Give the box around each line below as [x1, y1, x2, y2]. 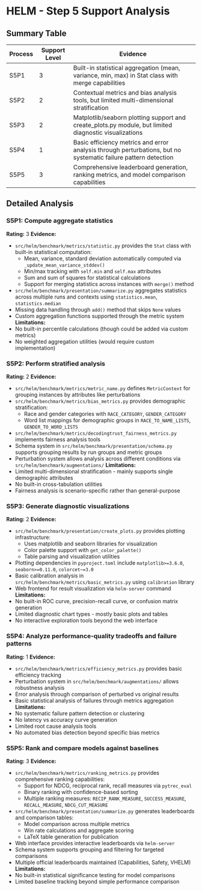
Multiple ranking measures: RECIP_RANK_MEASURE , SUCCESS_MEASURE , [23, 795, 186, 802]
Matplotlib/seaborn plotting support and [73, 113, 186, 122]
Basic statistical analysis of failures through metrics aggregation [14, 697, 174, 704]
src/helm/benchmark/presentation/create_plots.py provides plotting [14, 527, 185, 535]
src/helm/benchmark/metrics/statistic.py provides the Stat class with [14, 242, 191, 249]
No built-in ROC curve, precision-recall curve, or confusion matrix [14, 598, 179, 605]
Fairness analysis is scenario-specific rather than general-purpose [14, 486, 180, 494]
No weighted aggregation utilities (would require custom [14, 338, 155, 345]
